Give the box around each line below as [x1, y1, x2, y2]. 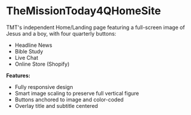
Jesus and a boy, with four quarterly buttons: [6, 30, 117, 37]
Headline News [14, 41, 52, 49]
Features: [6, 72, 31, 79]
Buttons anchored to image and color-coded [14, 96, 124, 103]
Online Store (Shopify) [14, 60, 70, 68]
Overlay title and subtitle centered [14, 102, 98, 109]
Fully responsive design [14, 83, 73, 90]
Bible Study [14, 47, 43, 55]
